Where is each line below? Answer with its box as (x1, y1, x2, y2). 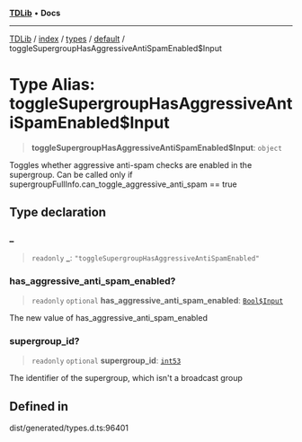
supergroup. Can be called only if (9, 169, 133, 180)
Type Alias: (9, 75, 96, 95)
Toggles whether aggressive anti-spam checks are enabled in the (9, 159, 253, 170)
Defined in (9, 399, 69, 414)
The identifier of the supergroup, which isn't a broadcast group (9, 373, 243, 384)
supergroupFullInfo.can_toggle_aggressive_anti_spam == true (9, 179, 237, 190)
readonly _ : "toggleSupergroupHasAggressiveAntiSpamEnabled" (31, 252, 260, 263)
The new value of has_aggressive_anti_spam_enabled (9, 312, 209, 323)
